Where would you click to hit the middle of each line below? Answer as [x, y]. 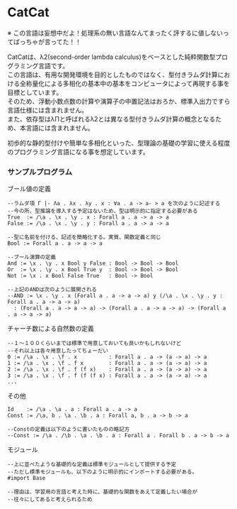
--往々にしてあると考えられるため [50, 500]
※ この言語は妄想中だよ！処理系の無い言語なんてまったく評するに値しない [115, 33]
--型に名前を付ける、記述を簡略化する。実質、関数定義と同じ [84, 237]
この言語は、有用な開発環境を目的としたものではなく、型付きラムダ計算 [112, 75]
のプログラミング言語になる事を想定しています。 [79, 152]
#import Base [27, 478]
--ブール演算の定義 [32, 257]
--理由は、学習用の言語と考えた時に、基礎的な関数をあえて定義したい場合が [103, 492]
